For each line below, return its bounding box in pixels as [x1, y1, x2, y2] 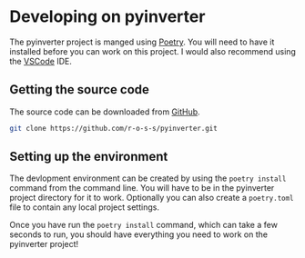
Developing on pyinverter [9, 6, 206, 27]
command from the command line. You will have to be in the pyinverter [9, 183, 275, 193]
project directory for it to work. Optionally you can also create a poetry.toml [9, 193, 294, 203]
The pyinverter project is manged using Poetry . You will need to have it [9, 36, 275, 47]
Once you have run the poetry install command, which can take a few [9, 220, 278, 231]
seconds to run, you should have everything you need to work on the [9, 229, 269, 240]
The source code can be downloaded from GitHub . [9, 106, 200, 117]
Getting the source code [9, 82, 150, 97]
